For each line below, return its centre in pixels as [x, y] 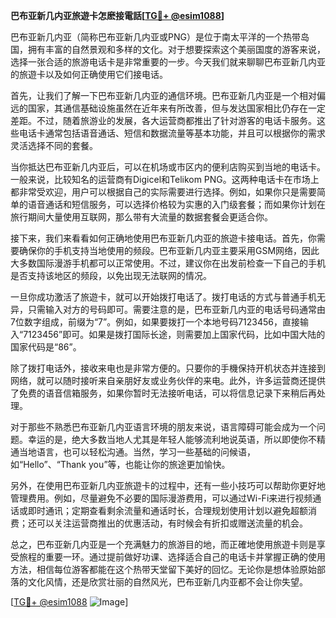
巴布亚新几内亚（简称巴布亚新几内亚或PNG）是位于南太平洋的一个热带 [155, 37]
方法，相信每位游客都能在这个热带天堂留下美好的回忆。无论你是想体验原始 [163, 569]
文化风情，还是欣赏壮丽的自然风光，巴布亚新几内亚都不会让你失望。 [167, 582]
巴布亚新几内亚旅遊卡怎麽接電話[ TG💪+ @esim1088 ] [117, 15]
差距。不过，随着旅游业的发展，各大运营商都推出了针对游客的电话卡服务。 [163, 120]
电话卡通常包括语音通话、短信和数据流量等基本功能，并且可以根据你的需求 [172, 133]
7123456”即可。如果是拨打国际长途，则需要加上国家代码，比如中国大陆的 [174, 334]
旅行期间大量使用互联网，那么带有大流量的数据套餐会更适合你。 [141, 217]
